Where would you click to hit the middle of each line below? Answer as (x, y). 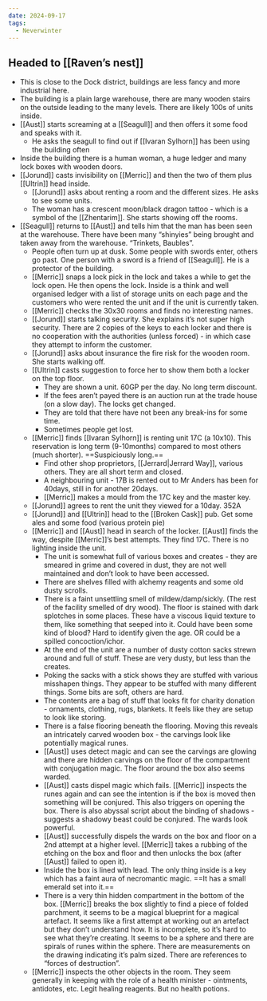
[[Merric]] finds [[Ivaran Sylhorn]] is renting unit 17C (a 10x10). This (141, 438)
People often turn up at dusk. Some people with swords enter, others (145, 251)
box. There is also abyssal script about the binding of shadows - (149, 811)
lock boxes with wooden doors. (71, 167)
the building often (61, 150)
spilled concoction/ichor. (84, 641)
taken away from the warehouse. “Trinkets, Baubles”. (107, 243)
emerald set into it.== (79, 887)
